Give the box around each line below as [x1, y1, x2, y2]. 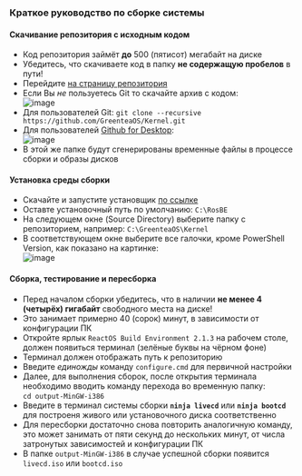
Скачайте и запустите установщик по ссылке [22, 194, 199, 205]
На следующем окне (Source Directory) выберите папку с [22, 213, 247, 224]
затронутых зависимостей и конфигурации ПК [22, 438, 204, 449]
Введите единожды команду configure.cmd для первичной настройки [22, 361, 292, 372]
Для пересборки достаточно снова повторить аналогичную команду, [22, 419, 293, 430]
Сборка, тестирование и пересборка [9, 273, 157, 283]
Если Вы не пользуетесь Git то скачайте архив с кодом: [22, 88, 239, 99]
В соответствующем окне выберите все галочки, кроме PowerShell [22, 233, 286, 244]
